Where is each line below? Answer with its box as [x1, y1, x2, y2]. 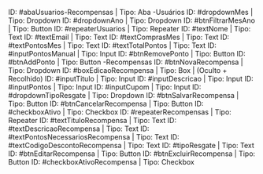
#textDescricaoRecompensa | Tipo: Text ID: [8, 124, 150, 133]
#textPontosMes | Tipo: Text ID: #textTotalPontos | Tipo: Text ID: [8, 41, 217, 50]
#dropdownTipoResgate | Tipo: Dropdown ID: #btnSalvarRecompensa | [8, 91, 239, 100]
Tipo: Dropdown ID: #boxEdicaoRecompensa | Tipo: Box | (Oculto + [8, 66, 228, 74]
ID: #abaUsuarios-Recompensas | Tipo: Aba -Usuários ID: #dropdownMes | [8, 8, 254, 16]
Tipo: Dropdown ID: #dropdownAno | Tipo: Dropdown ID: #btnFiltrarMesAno [8, 16, 256, 25]
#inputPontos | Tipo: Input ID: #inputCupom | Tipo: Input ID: [8, 82, 202, 92]
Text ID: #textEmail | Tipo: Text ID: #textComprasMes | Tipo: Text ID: [8, 32, 230, 42]
